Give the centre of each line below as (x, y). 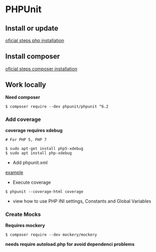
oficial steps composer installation (41, 69)
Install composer (33, 56)
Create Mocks (23, 214)
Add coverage (23, 119)
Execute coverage (32, 182)
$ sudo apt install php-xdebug (39, 153)
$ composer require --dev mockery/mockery (51, 235)
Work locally (26, 85)
